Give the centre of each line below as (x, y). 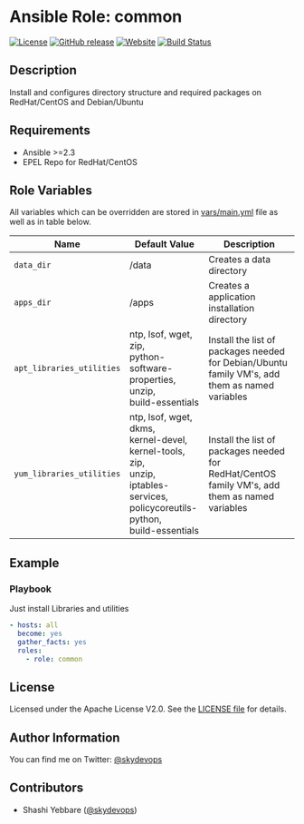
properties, (153, 380)
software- (152, 368)
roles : (30, 651)
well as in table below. (51, 222)
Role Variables (51, 190)
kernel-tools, (157, 451)
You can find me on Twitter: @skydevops (86, 760)
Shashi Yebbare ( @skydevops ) (80, 809)
